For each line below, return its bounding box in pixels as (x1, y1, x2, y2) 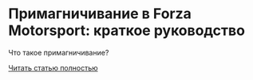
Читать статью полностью (8, 63, 98, 72)
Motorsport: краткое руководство (8, 21, 246, 40)
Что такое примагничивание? (8, 48, 109, 57)
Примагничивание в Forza (8, 5, 192, 23)
